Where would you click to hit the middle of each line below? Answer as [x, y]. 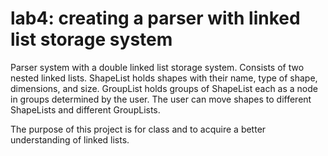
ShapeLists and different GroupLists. [85, 109]
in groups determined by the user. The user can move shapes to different [161, 99]
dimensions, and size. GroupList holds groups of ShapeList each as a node [164, 88]
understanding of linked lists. [70, 139]
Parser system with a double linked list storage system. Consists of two [157, 67]
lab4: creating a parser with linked [155, 18]
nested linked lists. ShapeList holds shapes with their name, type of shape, [164, 78]
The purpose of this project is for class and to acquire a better [138, 129]
